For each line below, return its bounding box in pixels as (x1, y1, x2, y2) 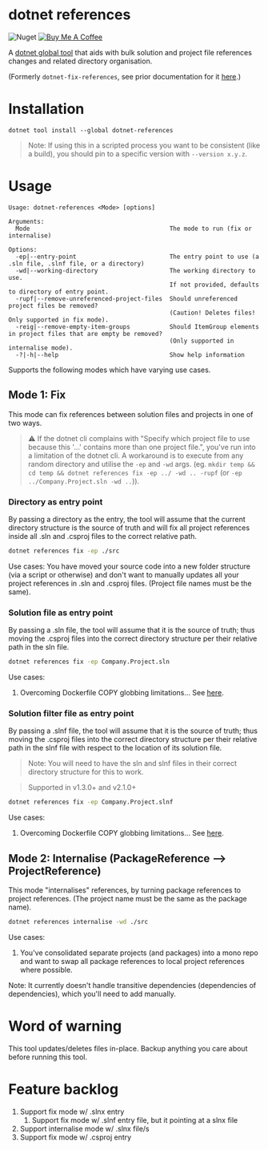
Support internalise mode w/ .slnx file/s (19, 1124, 150, 1133)
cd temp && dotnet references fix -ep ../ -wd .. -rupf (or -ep (27, 468, 242, 477)
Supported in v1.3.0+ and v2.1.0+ (27, 783, 137, 792)
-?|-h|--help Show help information (15, 350, 246, 358)
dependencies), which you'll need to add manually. (8, 989, 176, 998)
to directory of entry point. (8, 287, 110, 296)
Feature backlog (8, 1080, 118, 1098)
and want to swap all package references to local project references (19, 956, 246, 966)
